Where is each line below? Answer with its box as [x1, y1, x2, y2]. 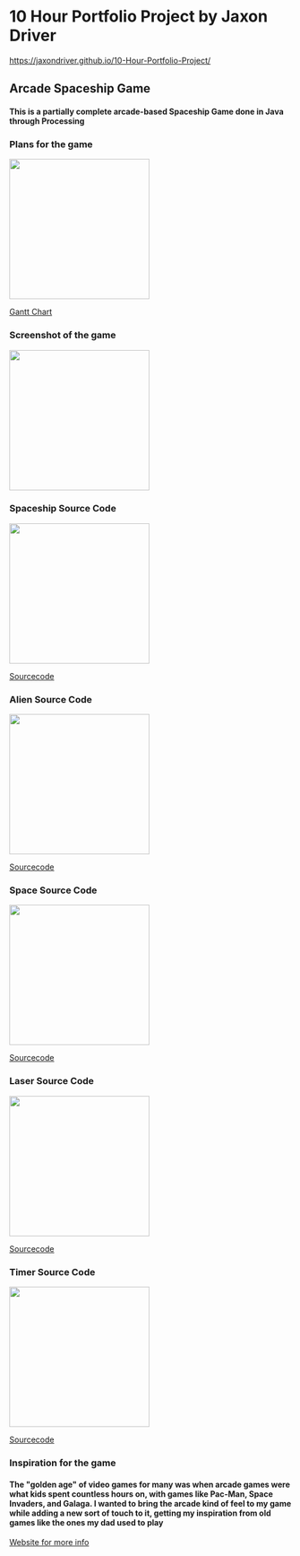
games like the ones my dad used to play [9, 1517, 164, 1527]
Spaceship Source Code [9, 503, 116, 515]
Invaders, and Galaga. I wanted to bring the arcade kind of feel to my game [9, 1498, 292, 1508]
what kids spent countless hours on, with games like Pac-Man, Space [9, 1488, 273, 1499]
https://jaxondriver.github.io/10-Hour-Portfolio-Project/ [9, 55, 211, 66]
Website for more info [9, 1537, 90, 1548]
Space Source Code [9, 884, 98, 896]
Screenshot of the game [9, 329, 116, 342]
